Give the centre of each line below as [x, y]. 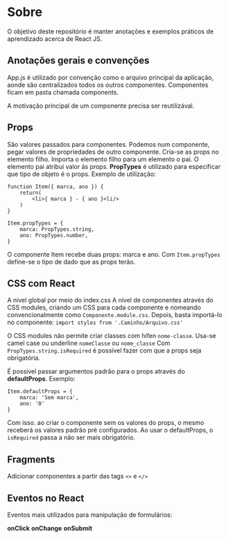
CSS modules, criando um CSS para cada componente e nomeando [104, 307]
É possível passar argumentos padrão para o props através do [96, 371]
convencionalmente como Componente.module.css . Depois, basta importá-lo [115, 315]
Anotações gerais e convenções [78, 61]
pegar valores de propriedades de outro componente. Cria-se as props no [113, 152]
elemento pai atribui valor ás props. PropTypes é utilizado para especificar [114, 166]
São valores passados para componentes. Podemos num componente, [109, 144]
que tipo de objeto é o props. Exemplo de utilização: [82, 174]
